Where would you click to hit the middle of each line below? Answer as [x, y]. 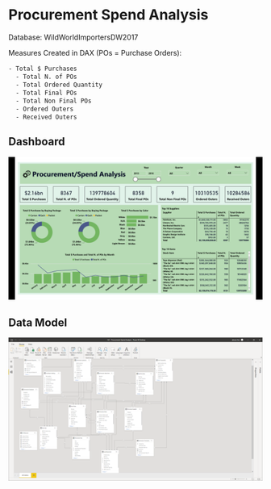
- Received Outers [47, 117]
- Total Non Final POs [54, 101]
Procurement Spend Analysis [108, 15]
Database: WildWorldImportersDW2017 [73, 37]
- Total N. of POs [47, 77]
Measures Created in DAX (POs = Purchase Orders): [95, 52]
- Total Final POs [47, 93]
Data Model [38, 322]
